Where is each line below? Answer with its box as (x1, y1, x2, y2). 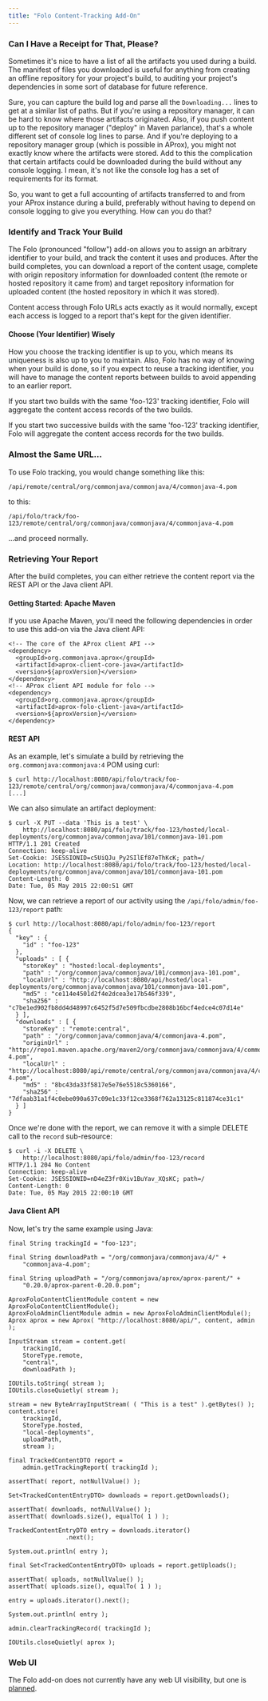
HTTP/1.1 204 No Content (8, 1161, 91, 1169)
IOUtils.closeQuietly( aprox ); (8, 1638, 116, 1647)
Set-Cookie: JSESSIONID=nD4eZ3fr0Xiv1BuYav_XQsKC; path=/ (8, 1175, 205, 1183)
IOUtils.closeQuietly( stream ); (8, 1386, 120, 1395)
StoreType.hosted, (22, 1421, 84, 1429)
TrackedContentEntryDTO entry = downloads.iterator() (8, 1526, 191, 1535)
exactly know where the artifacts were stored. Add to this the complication (8, 148, 253, 158)
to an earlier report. (8, 381, 72, 390)
